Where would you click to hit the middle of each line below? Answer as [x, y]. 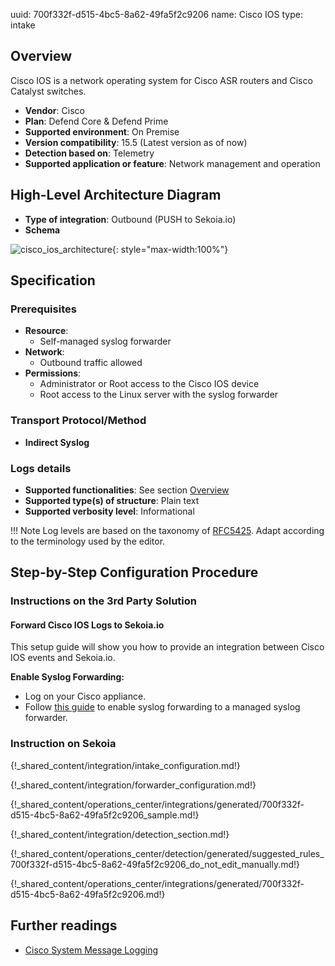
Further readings [64, 925]
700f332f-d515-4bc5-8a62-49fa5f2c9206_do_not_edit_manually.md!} [155, 864]
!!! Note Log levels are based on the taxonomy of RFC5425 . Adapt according [167, 530]
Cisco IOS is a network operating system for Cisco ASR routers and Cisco [161, 80]
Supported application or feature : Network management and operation [172, 163]
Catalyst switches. [48, 91]
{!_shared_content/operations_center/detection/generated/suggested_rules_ [167, 853]
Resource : [46, 331]
